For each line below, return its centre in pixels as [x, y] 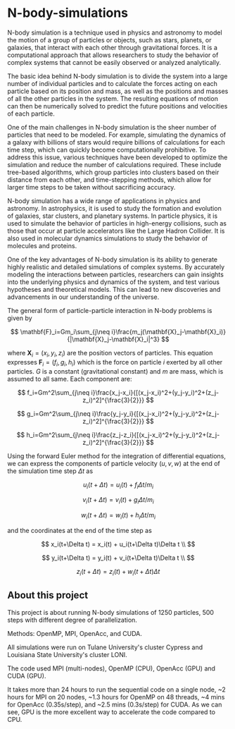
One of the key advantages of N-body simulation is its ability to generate [113, 259]
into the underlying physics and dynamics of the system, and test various [114, 282]
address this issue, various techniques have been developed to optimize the [118, 157]
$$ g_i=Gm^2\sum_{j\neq [54, 413]
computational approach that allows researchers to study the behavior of [113, 55]
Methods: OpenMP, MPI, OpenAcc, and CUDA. [75, 633]
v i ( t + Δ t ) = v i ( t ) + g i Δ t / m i [118, 501]
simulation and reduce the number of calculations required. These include [114, 164]
